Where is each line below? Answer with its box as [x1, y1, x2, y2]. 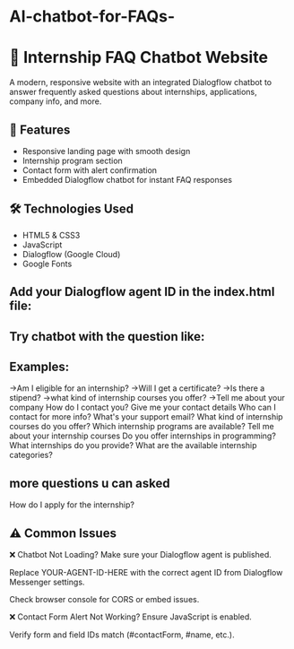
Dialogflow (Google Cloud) [22, 248, 121, 259]
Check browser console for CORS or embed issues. [9, 593, 200, 604]
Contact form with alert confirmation [22, 164, 158, 176]
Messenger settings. [9, 576, 85, 587]
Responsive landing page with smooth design [22, 145, 191, 156]
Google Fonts [22, 258, 73, 269]
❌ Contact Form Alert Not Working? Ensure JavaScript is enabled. [9, 611, 253, 622]
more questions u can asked [9, 475, 170, 490]
